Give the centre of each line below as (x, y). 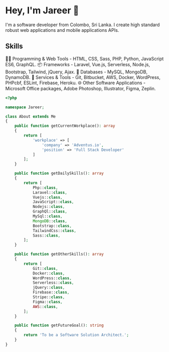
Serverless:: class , (53, 283)
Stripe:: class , (49, 297)
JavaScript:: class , (53, 202)
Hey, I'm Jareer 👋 (42, 11)
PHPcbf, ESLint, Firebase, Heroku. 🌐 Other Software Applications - (75, 83)
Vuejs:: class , (47, 197)
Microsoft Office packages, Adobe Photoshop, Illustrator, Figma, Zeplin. (81, 88)
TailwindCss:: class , (54, 230)
